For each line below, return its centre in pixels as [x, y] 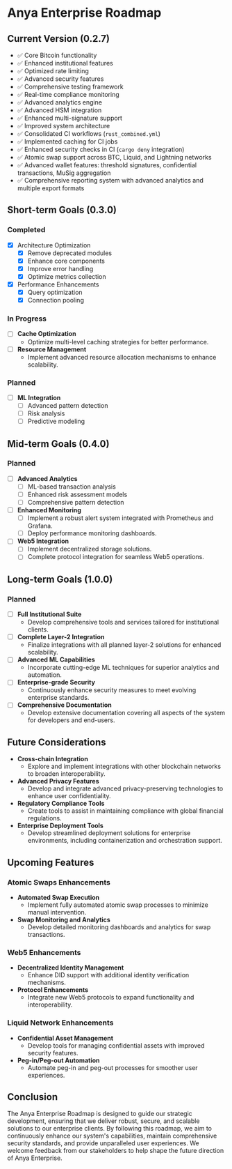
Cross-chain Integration [52, 759]
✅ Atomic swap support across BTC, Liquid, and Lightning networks [114, 157]
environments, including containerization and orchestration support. [125, 841]
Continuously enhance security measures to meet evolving [112, 690]
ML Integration [39, 397]
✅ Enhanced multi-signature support [70, 118]
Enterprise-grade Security [56, 682]
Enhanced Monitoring [49, 510]
